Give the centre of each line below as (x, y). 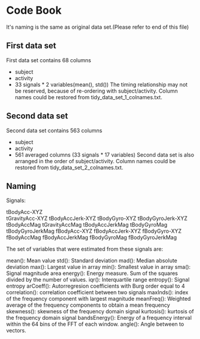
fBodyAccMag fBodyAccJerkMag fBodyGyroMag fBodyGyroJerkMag (92, 237)
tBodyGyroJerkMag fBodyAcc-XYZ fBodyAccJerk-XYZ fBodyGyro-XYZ (94, 231)
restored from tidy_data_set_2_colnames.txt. (69, 167)
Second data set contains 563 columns (54, 130)
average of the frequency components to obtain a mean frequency (88, 305)
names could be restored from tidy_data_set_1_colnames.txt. (88, 97)
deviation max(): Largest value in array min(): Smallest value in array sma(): (99, 267)
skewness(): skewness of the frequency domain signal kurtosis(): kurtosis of (100, 311)
